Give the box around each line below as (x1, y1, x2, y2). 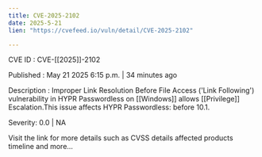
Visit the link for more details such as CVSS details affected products (8, 133, 233, 143)
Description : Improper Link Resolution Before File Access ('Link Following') (8, 86, 255, 95)
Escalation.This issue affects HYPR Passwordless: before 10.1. (8, 102, 210, 112)
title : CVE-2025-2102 (8, 11, 80, 20)
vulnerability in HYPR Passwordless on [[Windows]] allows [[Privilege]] (8, 94, 241, 104)
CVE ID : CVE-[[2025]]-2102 (8, 55, 101, 64)
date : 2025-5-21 (8, 19, 62, 27)
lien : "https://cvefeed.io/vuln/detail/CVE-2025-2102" (8, 26, 194, 34)
